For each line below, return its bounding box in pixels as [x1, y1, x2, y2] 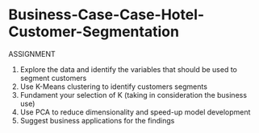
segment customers [19, 73, 87, 83]
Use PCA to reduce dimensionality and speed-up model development [19, 107, 251, 117]
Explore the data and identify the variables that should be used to [19, 64, 238, 74]
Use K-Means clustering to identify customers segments [19, 82, 208, 91]
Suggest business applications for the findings [19, 115, 175, 125]
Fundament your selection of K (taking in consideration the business [19, 90, 248, 99]
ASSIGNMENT [8, 49, 56, 58]
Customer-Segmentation [8, 22, 180, 41]
